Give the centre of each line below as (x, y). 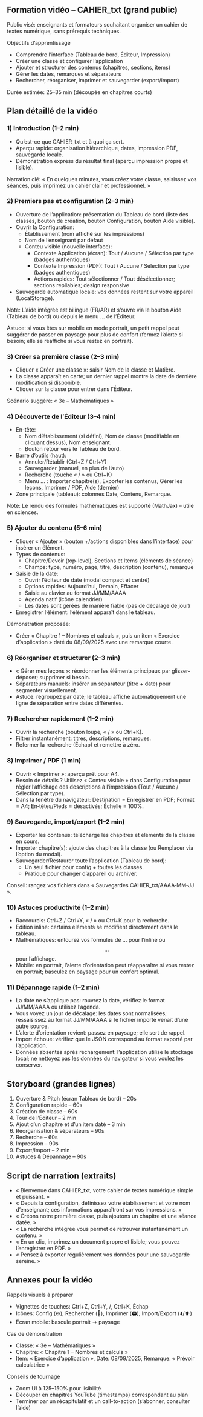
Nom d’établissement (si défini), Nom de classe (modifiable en (102, 436)
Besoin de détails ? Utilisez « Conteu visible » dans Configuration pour (103, 780)
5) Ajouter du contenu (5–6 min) (54, 528)
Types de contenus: (40, 554)
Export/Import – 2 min (43, 1150)
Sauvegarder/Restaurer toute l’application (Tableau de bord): (91, 861)
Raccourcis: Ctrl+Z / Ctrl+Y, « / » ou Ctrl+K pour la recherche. (92, 921)
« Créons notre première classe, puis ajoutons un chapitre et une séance (106, 1216)
